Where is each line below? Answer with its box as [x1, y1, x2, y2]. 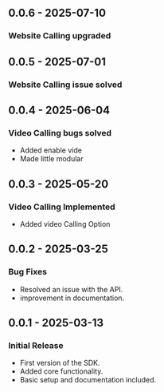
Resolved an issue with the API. [19, 284, 123, 294]
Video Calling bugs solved [8, 127, 112, 138]
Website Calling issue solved [8, 79, 123, 90]
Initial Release [8, 340, 64, 350]
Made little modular [19, 154, 84, 164]
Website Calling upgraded [8, 30, 111, 42]
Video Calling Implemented [8, 201, 115, 212]
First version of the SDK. [19, 358, 101, 368]
